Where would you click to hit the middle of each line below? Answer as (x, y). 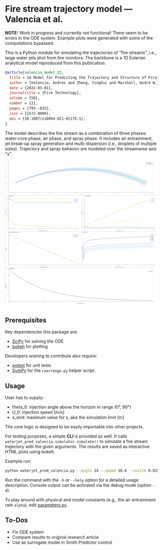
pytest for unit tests (32, 366)
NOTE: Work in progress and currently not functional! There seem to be (76, 33)
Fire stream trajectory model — (69, 9)
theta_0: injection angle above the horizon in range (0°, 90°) (72, 407)
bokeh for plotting (30, 347)
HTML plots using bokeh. (30, 452)
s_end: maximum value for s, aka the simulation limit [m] (68, 418)
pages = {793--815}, (30, 109)
